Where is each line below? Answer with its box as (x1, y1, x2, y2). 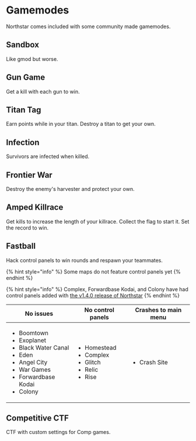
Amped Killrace (6, 203, 64, 213)
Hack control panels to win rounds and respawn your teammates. (6, 257, 163, 264)
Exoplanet (19, 336, 47, 344)
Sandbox (6, 40, 40, 50)
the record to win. (6, 224, 49, 231)
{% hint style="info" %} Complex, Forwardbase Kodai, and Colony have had (6, 285, 188, 293)
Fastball (6, 241, 36, 251)
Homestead (84, 343, 117, 351)
